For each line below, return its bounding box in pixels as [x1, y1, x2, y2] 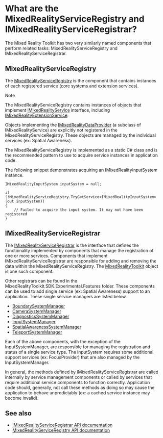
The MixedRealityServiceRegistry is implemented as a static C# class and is [5, 147, 158, 153]
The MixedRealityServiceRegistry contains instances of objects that [5, 102, 141, 108]
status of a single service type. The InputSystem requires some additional [5, 349, 154, 355]
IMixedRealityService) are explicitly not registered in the [5, 127, 118, 133]
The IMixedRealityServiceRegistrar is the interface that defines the [5, 242, 139, 248]
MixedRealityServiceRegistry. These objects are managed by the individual [5, 132, 156, 138]
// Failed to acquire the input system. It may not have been [14, 207, 143, 212]
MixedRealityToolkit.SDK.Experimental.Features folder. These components [5, 283, 155, 289]
